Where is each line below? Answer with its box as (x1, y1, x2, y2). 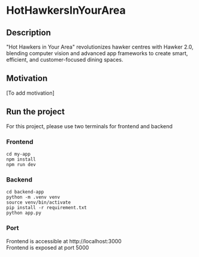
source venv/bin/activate (6, 199, 71, 205)
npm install (6, 156, 36, 162)
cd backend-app (6, 189, 44, 195)
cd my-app (6, 151, 31, 157)
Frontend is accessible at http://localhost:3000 (6, 237, 122, 244)
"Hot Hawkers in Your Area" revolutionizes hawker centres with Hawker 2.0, (6, 43, 194, 50)
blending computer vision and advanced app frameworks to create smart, (6, 50, 188, 57)
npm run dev (6, 161, 36, 168)
